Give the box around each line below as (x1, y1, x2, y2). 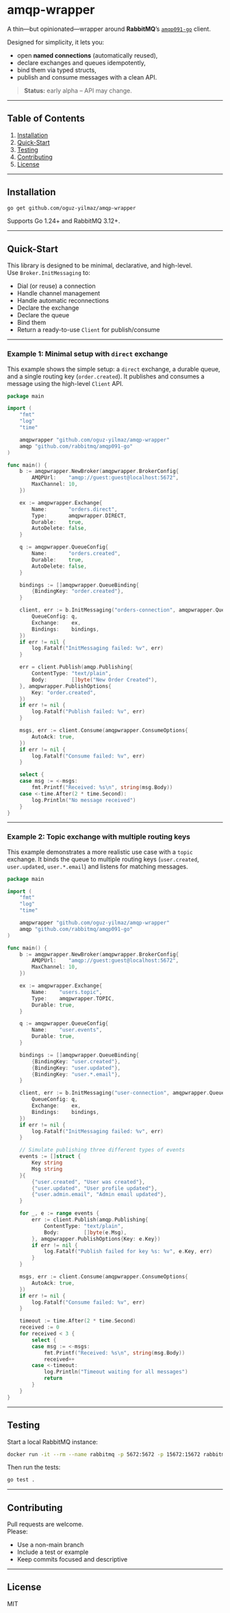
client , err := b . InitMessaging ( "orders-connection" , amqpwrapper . (19, 607, 216, 614)
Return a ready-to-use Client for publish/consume (16, 326, 160, 334)
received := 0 (19, 1324, 60, 1331)
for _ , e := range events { (19, 1210, 99, 1217)
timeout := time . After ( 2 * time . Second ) (19, 1318, 136, 1324)
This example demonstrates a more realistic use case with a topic (7, 847, 193, 856)
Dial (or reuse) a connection (16, 282, 96, 290)
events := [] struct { (19, 1153, 81, 1160)
